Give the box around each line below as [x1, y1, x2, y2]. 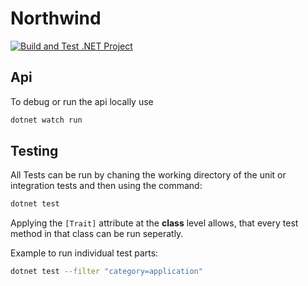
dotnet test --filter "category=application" [10, 267, 203, 277]
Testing [10, 143, 59, 160]
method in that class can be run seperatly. [10, 228, 184, 240]
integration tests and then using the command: [10, 180, 203, 192]
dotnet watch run [10, 115, 83, 125]
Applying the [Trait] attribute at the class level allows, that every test [10, 217, 299, 229]
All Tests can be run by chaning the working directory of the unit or [10, 169, 287, 181]
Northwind [10, 7, 102, 30]
